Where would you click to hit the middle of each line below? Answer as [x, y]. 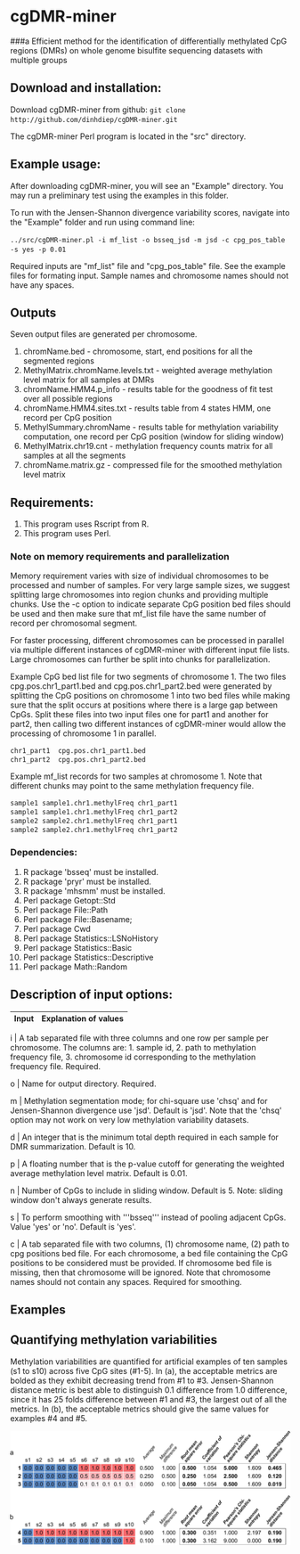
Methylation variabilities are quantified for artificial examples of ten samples [149, 1362]
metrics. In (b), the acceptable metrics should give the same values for [140, 1409]
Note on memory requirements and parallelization [120, 557]
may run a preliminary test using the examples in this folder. [120, 195]
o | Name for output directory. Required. [83, 1084]
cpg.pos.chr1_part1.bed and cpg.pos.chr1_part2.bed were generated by [141, 686]
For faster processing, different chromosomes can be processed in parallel [147, 641]
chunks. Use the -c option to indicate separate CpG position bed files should [150, 604]
